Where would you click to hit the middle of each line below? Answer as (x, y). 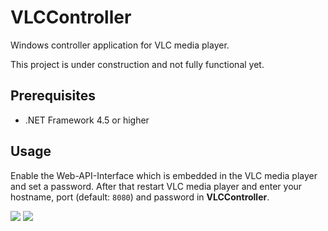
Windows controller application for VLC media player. (120, 45)
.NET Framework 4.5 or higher (87, 120)
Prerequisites (53, 96)
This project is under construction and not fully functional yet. (137, 64)
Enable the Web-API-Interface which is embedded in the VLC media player (164, 175)
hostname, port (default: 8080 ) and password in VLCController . (140, 197)
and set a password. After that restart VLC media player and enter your (156, 186)
